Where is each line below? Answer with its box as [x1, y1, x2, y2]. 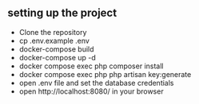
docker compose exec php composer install [18, 61, 164, 71]
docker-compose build [18, 44, 94, 54]
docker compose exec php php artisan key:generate [18, 69, 192, 79]
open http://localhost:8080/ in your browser [18, 87, 165, 96]
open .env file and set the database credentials [18, 78, 174, 87]
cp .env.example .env [18, 36, 90, 45]
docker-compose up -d [18, 52, 97, 62]
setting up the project [7, 6, 117, 20]
